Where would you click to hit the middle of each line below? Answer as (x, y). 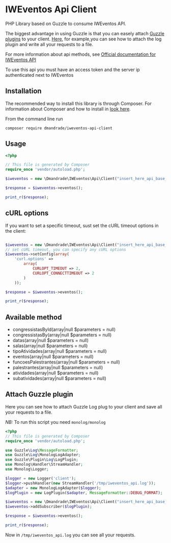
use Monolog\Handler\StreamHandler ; (44, 465)
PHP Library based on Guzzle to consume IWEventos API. (66, 24)
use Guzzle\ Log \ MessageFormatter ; (42, 450)
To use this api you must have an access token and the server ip (73, 70)
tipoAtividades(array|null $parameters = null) (60, 351)
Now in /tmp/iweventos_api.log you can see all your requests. (70, 535)
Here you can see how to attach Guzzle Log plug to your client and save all (84, 406)
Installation (23, 91)
